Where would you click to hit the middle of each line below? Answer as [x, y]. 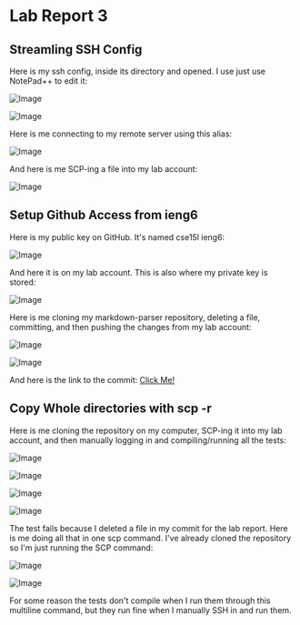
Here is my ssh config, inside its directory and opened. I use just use [138, 71]
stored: [23, 282]
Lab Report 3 [59, 16]
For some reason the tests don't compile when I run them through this [140, 600]
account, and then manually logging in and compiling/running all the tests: [148, 440]
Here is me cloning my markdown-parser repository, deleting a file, [135, 317]
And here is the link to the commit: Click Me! [92, 379]
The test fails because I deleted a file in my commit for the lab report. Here [149, 528]
